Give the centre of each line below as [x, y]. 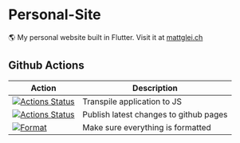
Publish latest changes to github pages [155, 114]
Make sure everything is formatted [147, 127]
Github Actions [47, 66]
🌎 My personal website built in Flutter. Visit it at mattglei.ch [106, 37]
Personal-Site [55, 15]
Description [155, 88]
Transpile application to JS [132, 101]
